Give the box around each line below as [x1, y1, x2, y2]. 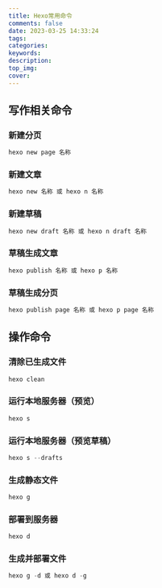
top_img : [8, 64, 38, 72]
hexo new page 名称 [8, 148, 72, 157]
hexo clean [8, 375, 45, 383]
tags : [8, 34, 27, 43]
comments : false [8, 19, 63, 27]
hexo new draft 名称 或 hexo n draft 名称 [8, 227, 147, 235]
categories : [8, 42, 48, 50]
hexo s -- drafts [8, 453, 63, 462]
